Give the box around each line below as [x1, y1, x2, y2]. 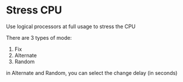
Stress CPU [6, 4, 62, 17]
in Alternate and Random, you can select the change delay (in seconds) [6, 69, 178, 76]
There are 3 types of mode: [6, 34, 72, 41]
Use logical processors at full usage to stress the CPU [6, 23, 136, 30]
